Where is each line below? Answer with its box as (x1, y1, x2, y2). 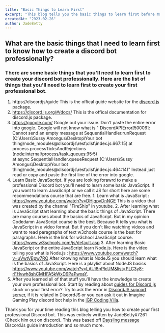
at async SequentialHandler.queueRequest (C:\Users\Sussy (12, 156, 133, 162)
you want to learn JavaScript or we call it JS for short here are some (12, 187, 150, 193)
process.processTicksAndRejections (12, 145, 86, 151)
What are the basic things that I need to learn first (5, 39, 160, 47)
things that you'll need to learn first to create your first (5, 82, 137, 88)
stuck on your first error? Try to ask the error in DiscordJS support (12, 286, 147, 292)
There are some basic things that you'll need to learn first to (5, 69, 151, 76)
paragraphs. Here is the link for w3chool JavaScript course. (12, 234, 134, 240)
